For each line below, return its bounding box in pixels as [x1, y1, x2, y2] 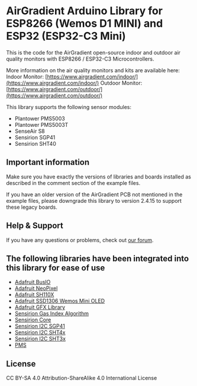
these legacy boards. [6, 203, 58, 210]
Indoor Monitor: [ [6, 73, 47, 80]
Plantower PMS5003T [14, 121, 69, 128]
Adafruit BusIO [14, 279, 51, 286]
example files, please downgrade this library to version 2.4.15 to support [6, 197, 182, 204]
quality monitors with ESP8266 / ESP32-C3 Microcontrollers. [6, 55, 154, 62]
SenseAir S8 [14, 127, 46, 135]
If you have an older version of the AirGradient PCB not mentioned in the [6, 191, 183, 198]
